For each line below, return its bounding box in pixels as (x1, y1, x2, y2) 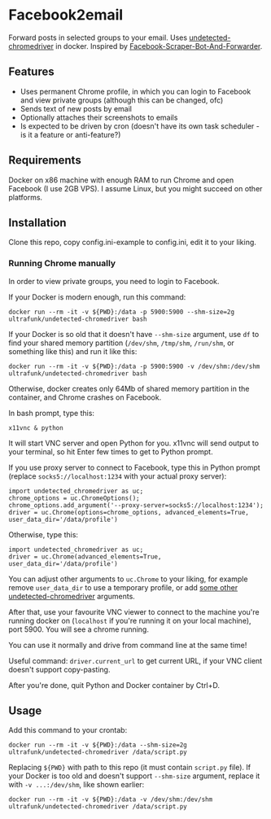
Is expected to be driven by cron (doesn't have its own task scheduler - (20, 120, 260, 131)
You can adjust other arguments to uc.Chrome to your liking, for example (8, 574, 248, 584)
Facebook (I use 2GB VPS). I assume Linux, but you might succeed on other (8, 183, 263, 193)
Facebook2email (8, 6, 124, 24)
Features (8, 65, 55, 79)
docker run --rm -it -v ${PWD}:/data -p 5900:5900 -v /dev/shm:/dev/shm (8, 362, 260, 370)
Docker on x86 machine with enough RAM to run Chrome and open (8, 175, 234, 185)
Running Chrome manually (8, 258, 116, 269)
